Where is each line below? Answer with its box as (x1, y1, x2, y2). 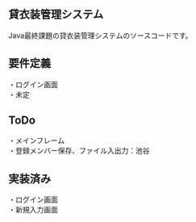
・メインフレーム (8, 136, 65, 145)
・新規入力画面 (8, 205, 58, 215)
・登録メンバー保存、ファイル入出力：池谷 (8, 146, 150, 156)
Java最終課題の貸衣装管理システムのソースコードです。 (8, 31, 193, 40)
